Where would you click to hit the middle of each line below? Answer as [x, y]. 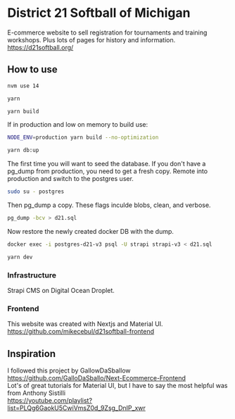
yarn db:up [23, 150]
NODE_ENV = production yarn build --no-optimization [83, 138]
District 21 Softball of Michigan [99, 13]
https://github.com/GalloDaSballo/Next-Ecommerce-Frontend [97, 378]
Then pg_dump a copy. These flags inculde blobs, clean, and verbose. [109, 205]
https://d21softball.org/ [40, 47]
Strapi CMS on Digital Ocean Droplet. [61, 290]
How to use [32, 69]
